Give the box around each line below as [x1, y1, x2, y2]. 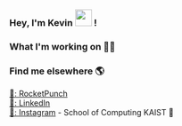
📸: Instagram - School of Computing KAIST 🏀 [9, 107, 174, 118]
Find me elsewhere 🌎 [9, 65, 105, 77]
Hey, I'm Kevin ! [9, 16, 97, 28]
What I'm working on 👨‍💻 [9, 40, 116, 52]
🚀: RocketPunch [9, 89, 69, 99]
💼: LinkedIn [9, 98, 51, 108]
